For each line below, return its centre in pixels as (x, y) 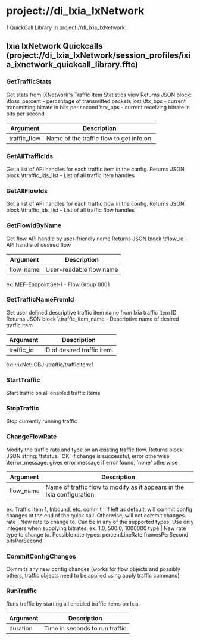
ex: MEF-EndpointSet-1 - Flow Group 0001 (58, 284)
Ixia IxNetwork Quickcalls (54, 46)
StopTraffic (23, 409)
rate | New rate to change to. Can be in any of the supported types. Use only (100, 522)
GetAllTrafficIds (30, 156)
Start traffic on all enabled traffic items (53, 393)
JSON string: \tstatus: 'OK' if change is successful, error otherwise (88, 456)
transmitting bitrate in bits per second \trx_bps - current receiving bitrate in (98, 107)
